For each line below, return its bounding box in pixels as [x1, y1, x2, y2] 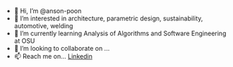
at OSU [13, 37, 35, 45]
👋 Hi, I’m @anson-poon [13, 7, 82, 15]
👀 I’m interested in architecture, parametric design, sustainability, [13, 14, 203, 23]
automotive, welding [13, 22, 73, 30]
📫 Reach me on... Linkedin [13, 52, 93, 60]
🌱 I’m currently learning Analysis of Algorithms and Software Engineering [13, 29, 227, 37]
